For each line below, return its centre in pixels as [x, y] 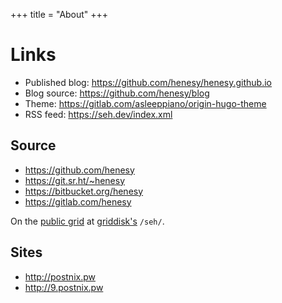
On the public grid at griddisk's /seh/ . [87, 221]
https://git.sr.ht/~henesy [75, 180]
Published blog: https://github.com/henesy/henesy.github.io [148, 82]
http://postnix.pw [60, 276]
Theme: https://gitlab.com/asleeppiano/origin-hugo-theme [145, 103]
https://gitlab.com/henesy [78, 201]
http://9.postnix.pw [64, 287]
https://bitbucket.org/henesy [84, 191]
